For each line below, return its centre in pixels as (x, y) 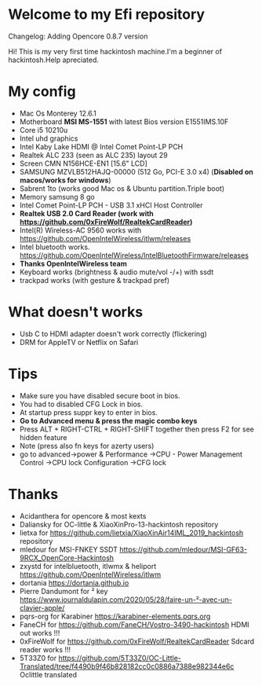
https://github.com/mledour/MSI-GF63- (183, 549)
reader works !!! (45, 649)
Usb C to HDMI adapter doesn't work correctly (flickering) (113, 334)
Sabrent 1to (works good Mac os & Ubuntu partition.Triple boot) (122, 188)
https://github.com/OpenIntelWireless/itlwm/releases (105, 238)
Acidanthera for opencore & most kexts (83, 515)
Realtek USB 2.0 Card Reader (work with (87, 213)
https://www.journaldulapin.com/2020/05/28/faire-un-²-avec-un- (126, 600)
